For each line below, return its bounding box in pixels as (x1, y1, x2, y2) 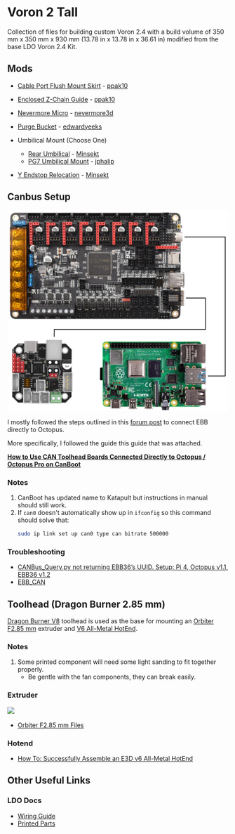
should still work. (17, 501, 67, 509)
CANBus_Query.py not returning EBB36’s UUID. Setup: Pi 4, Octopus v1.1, (17, 563, 229, 571)
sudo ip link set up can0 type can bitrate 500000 (17, 530, 169, 537)
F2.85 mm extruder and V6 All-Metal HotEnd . (7, 625, 138, 633)
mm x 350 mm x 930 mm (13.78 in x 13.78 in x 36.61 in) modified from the (7, 34, 219, 43)
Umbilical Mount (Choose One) (17, 136, 107, 144)
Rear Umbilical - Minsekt (27, 149, 100, 158)
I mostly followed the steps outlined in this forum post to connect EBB (7, 417, 208, 426)
